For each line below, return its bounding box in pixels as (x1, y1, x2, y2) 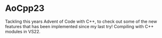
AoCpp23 (5, 3, 45, 14)
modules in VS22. (5, 28, 40, 34)
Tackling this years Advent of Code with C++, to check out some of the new (5, 19, 157, 24)
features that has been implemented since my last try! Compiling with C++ (5, 23, 154, 29)
